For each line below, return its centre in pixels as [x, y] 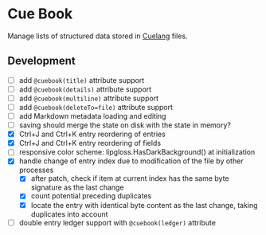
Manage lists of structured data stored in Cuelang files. [98, 36]
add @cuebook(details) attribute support [85, 89]
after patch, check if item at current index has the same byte [130, 178]
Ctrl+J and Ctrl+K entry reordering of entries [92, 134]
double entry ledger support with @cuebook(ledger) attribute [117, 222]
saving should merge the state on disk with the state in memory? [125, 125]
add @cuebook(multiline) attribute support [89, 98]
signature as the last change [77, 187]
